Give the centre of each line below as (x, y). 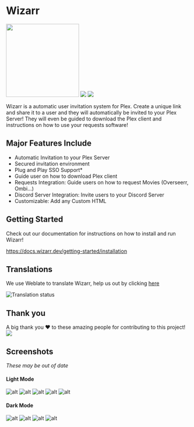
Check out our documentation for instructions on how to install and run (91, 233)
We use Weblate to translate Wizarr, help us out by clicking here (83, 283)
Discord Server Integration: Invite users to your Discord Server (89, 195)
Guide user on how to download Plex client (66, 176)
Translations (29, 269)
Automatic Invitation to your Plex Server (62, 157)
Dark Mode (20, 405)
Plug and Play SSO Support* (48, 170)
